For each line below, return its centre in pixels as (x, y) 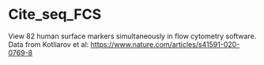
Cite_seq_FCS (55, 14)
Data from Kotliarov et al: (49, 44)
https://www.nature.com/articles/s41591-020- (165, 44)
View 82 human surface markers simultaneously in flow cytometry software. (132, 36)
